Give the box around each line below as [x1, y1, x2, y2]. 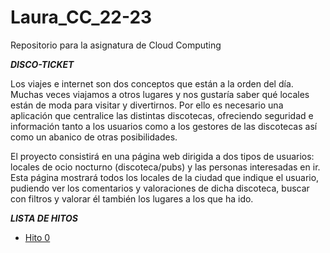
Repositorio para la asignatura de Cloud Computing [10, 39, 222, 51]
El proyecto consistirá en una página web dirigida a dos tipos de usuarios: [10, 150, 315, 162]
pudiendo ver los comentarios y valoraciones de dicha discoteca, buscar [10, 182, 310, 194]
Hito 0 [24, 231, 51, 243]
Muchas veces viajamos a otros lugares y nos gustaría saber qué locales [10, 88, 310, 100]
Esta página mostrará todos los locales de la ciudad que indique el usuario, [10, 171, 320, 183]
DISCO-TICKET [10, 58, 75, 70]
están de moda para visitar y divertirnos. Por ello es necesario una [10, 99, 284, 111]
